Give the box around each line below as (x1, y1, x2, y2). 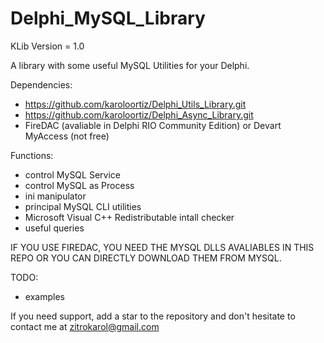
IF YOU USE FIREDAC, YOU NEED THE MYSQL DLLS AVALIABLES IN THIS (10, 241, 315, 253)
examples (24, 290, 65, 302)
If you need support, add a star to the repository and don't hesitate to (10, 310, 296, 322)
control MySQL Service (24, 168, 121, 181)
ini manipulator (24, 190, 87, 202)
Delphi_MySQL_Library (10, 7, 206, 30)
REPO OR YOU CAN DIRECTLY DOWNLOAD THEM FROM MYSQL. (10, 252, 282, 264)
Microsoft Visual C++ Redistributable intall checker (24, 211, 235, 223)
